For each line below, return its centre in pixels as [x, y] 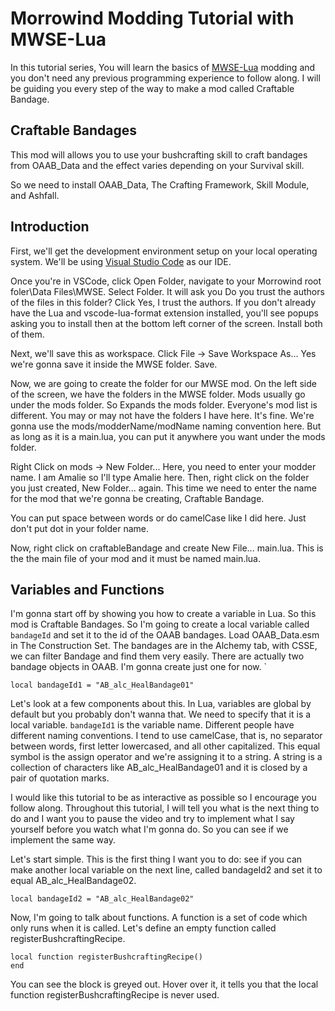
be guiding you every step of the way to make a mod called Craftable [152, 88]
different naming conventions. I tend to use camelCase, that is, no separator [166, 736]
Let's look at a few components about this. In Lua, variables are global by [161, 704]
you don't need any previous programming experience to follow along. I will [165, 78]
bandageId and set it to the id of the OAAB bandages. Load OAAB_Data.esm [165, 635]
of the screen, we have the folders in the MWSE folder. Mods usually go [158, 394]
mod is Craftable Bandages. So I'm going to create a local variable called [160, 624]
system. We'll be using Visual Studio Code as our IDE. [121, 261]
